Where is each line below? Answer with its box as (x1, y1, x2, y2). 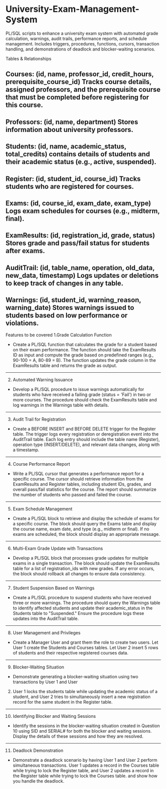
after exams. (5, 247, 45, 255)
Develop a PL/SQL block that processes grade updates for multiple (12, 555, 148, 561)
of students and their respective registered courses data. (12, 650, 129, 656)
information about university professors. (5, 125, 133, 134)
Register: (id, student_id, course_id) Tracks (5, 175, 141, 183)
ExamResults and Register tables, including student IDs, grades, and (12, 481, 152, 487)
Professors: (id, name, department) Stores (5, 118, 138, 126)
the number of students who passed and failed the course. (12, 492, 132, 498)
